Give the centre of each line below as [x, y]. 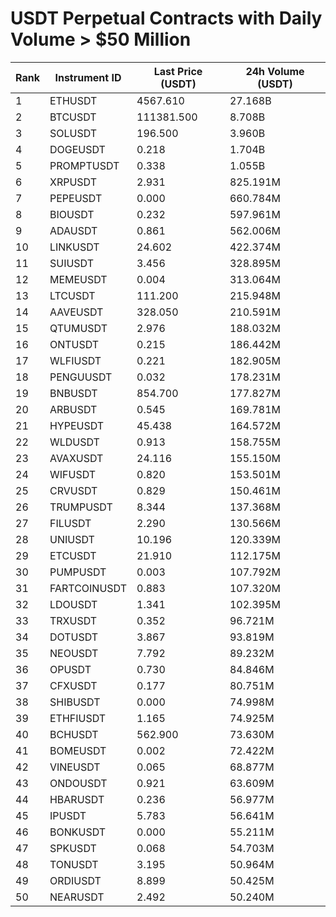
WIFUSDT [73, 474]
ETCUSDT [73, 555]
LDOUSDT [73, 604]
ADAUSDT [73, 230]
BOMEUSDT [78, 750]
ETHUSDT [73, 100]
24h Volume [275, 71]
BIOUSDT [72, 214]
